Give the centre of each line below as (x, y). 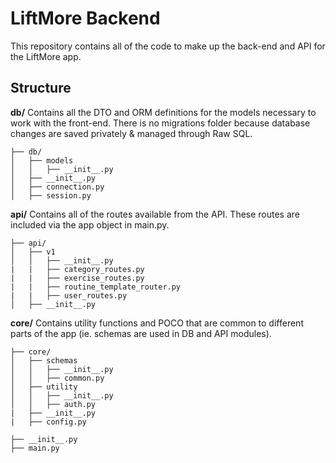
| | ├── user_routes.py (69, 295)
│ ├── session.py (51, 195)
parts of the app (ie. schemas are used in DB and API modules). (141, 333)
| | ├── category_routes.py (77, 269)
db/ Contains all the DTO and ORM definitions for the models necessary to (163, 112)
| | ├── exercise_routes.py (77, 278)
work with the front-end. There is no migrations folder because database (160, 123)
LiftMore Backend (85, 18)
